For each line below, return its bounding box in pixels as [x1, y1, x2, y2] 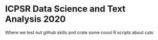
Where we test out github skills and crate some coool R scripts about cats [5, 29, 154, 35]
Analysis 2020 [5, 13, 66, 25]
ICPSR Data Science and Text [5, 3, 126, 14]
